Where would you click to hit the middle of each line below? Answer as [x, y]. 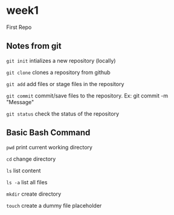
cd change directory [31, 159]
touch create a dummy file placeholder [54, 205]
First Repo [19, 27]
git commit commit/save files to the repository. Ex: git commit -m [87, 95]
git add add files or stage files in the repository [65, 84]
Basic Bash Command [48, 133]
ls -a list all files [27, 182]
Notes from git [34, 46]
